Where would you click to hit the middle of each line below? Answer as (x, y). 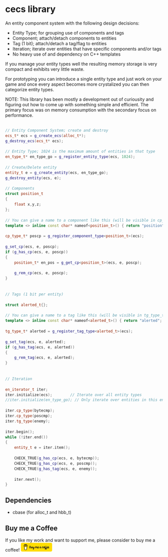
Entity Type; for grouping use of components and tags (68, 33)
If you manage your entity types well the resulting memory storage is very (81, 64)
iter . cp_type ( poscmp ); (29, 416)
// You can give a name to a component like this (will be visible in (80, 220)
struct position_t (24, 194)
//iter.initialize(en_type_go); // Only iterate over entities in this (81, 400)
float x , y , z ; (28, 205)
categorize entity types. (29, 89)
